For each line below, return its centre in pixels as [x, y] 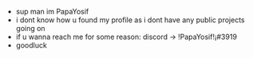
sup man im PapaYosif [52, 12]
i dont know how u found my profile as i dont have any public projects [130, 20]
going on [30, 28]
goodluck [32, 45]
